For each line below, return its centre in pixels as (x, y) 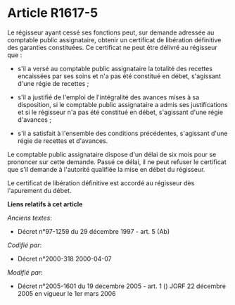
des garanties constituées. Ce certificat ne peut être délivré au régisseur (113, 47)
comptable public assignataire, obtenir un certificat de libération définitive (114, 39)
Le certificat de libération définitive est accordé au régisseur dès (101, 183)
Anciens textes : (30, 218)
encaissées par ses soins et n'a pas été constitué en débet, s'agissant (119, 76)
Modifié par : (25, 272)
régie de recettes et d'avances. (63, 141)
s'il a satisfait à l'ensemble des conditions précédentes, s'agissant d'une (122, 133)
